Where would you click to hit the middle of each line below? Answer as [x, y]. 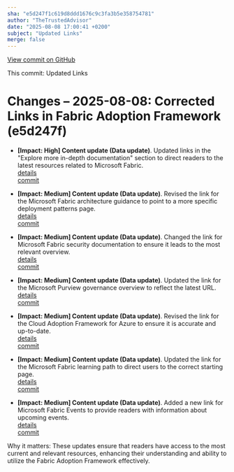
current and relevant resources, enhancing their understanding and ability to [117, 453]
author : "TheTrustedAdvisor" [50, 20]
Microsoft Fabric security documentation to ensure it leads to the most [119, 245]
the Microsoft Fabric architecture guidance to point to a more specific [117, 201]
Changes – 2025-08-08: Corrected [111, 101]
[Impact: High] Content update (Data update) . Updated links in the [114, 150]
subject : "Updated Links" [45, 33]
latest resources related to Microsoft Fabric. [80, 166]
